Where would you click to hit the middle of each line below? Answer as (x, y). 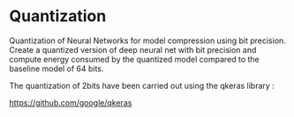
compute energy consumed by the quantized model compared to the (135, 59)
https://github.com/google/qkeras (71, 102)
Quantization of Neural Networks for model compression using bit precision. (148, 40)
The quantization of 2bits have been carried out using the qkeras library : (142, 85)
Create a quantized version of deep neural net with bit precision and (133, 49)
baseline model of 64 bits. (57, 69)
